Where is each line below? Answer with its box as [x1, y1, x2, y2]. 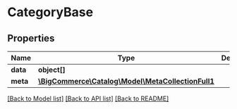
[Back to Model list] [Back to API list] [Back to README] [7, 94, 169, 103]
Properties [7, 32, 55, 44]
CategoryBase [7, 4, 94, 20]
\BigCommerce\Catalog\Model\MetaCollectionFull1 [37, 77, 215, 86]
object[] [37, 65, 66, 75]
